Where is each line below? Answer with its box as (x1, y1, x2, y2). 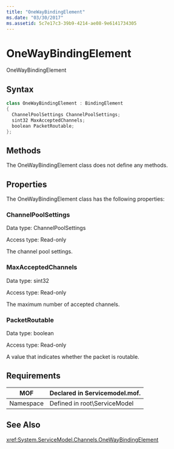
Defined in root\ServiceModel (49, 399, 134, 408)
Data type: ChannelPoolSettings (6, 224, 86, 232)
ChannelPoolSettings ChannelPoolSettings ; (12, 111, 121, 117)
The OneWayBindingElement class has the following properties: (6, 195, 165, 203)
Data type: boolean (6, 329, 55, 336)
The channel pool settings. (6, 248, 73, 256)
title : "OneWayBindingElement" (6, 9, 85, 15)
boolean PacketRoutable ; (12, 123, 75, 129)
